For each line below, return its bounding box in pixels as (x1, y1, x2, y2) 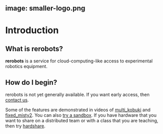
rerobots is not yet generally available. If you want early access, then (5, 91, 150, 98)
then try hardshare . (5, 123, 46, 129)
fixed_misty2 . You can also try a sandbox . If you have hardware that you (5, 112, 157, 118)
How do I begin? (5, 78, 58, 87)
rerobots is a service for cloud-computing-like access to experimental (5, 58, 153, 64)
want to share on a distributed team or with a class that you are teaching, (5, 118, 159, 124)
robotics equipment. (5, 63, 47, 70)
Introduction (5, 24, 59, 36)
